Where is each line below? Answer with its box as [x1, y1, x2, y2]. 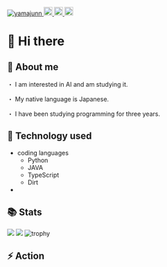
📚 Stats [7, 207, 43, 218]
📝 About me [7, 61, 59, 73]
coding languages [17, 148, 69, 157]
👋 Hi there [7, 33, 64, 49]
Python [27, 156, 49, 164]
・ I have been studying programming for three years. [7, 110, 161, 118]
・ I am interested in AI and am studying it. [7, 80, 128, 88]
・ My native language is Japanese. [7, 95, 109, 103]
